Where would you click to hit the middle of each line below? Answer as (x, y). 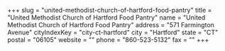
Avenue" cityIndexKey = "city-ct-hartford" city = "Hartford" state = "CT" (113, 32)
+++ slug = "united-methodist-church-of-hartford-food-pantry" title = (110, 10)
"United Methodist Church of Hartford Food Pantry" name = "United (106, 17)
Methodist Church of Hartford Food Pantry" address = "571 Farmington (111, 25)
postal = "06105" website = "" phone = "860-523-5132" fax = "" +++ (108, 40)
